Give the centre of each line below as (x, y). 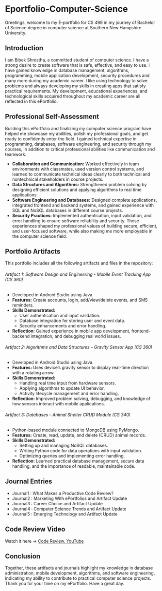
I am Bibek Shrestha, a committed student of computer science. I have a (77, 60)
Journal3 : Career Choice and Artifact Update (57, 503)
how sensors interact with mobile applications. (58, 403)
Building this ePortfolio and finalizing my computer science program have (78, 128)
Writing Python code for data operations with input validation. (81, 450)
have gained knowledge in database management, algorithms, (67, 70)
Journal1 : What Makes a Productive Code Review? (63, 493)
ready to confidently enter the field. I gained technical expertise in (71, 139)
